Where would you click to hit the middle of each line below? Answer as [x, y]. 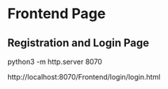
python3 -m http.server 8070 [55, 61]
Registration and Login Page [78, 43]
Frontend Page [57, 14]
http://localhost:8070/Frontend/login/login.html [84, 77]
